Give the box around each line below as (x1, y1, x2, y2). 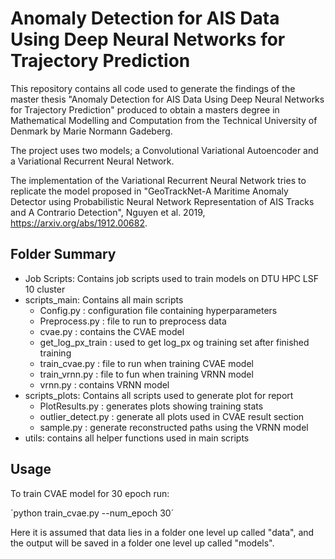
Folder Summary (10, 246, 117, 263)
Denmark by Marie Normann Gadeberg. (10, 125, 173, 137)
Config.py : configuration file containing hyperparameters (39, 304, 278, 316)
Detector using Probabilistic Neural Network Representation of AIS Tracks (10, 195, 315, 207)
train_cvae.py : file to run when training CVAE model (39, 357, 254, 369)
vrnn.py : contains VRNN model (39, 378, 170, 391)
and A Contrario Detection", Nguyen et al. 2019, (10, 206, 206, 218)
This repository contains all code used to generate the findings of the (10, 82, 296, 94)
